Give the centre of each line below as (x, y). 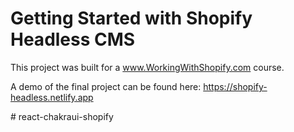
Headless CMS (73, 39)
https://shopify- (235, 86)
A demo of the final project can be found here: (106, 86)
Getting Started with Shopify (131, 18)
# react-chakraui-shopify (62, 116)
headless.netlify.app (52, 97)
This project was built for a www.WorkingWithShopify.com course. (147, 67)
